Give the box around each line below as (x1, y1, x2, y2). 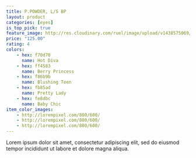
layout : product (6, 14, 45, 20)
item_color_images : (6, 107, 54, 112)
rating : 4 (6, 42, 30, 47)
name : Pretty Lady (21, 90, 66, 96)
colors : (6, 47, 25, 53)
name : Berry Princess (21, 68, 75, 74)
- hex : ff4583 (16, 63, 51, 69)
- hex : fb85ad (16, 85, 51, 91)
